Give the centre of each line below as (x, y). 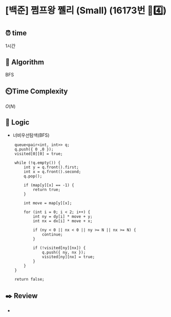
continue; (52, 235)
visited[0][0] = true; (39, 154)
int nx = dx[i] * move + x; (63, 221)
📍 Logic (17, 123)
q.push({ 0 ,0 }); (34, 150)
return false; (29, 280)
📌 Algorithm (25, 62)
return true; (46, 190)
